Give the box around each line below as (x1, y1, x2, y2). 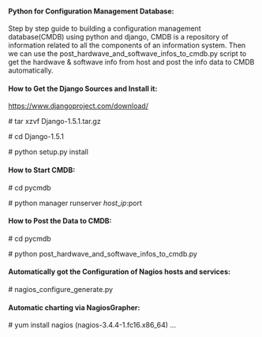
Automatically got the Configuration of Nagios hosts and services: (8, 267, 231, 276)
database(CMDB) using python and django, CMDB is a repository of (8, 32, 229, 42)
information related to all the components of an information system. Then (8, 40, 246, 51)
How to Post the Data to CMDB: (8, 216, 112, 226)
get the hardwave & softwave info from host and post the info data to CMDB (8, 58, 255, 67)
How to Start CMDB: (8, 166, 76, 174)
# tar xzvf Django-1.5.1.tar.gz (8, 117, 101, 126)
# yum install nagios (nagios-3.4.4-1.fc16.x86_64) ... (8, 320, 176, 330)
